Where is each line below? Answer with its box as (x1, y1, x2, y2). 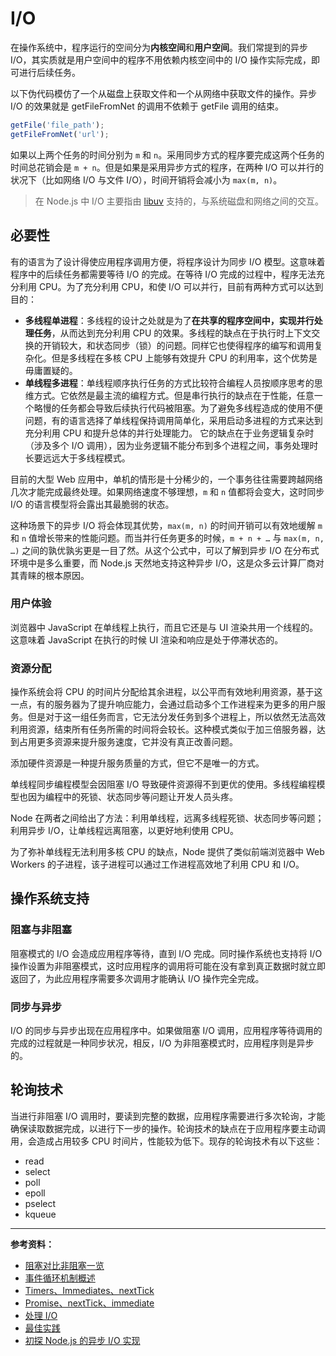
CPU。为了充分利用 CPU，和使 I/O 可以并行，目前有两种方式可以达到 (38, 280, 324, 292)
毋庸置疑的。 (24, 364, 78, 376)
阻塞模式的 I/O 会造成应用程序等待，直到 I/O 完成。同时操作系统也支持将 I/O (10, 947, 323, 959)
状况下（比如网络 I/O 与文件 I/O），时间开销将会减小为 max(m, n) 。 (10, 173, 283, 186)
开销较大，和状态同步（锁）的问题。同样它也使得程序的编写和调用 (42, 339, 315, 351)
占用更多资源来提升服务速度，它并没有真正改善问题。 (18, 736, 238, 748)
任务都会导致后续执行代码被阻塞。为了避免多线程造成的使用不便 (59, 402, 323, 414)
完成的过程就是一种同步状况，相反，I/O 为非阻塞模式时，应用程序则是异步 (10, 1037, 315, 1049)
